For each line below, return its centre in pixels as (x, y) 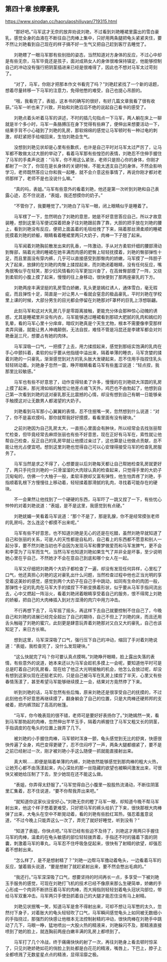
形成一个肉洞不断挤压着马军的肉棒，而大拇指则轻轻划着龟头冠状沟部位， (83, 889)
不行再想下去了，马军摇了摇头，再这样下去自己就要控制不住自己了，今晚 (88, 610)
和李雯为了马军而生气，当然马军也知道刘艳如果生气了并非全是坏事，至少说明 (83, 551)
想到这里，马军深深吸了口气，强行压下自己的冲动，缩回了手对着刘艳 (83, 640)
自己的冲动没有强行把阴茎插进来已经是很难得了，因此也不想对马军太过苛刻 (81, 67)
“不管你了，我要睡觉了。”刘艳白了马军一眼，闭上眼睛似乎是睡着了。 (82, 206)
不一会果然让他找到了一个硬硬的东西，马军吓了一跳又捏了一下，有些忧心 (88, 499)
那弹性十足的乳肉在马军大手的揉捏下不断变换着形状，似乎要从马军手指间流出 (83, 587)
